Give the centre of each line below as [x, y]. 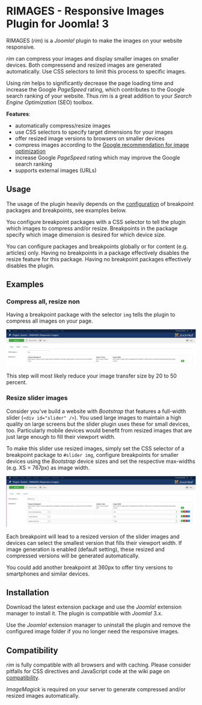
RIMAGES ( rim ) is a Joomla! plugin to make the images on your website [94, 40]
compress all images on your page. [50, 321]
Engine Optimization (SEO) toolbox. [50, 102]
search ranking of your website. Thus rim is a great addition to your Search [99, 96]
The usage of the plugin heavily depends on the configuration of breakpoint [100, 203]
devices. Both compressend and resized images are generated [84, 65]
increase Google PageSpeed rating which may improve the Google [97, 157]
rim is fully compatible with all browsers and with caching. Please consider [99, 665]
